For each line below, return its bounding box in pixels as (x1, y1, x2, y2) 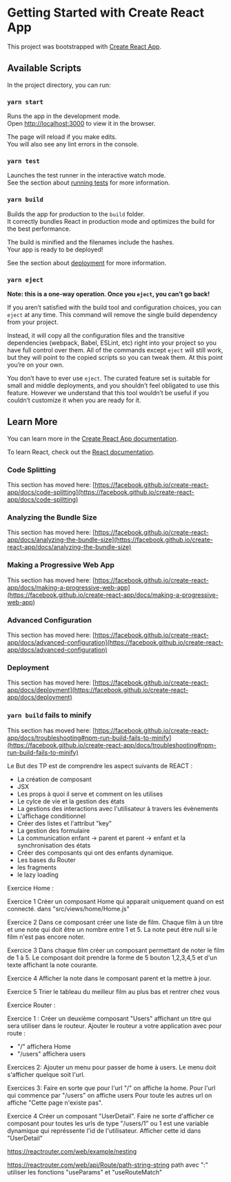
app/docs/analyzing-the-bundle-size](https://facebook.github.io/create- (7, 535, 214, 544)
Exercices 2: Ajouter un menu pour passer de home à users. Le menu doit (7, 1062, 217, 1071)
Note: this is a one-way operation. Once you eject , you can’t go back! (7, 289, 210, 298)
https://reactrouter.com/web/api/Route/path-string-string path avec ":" (7, 1161, 209, 1169)
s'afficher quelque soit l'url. (7, 1070, 86, 1078)
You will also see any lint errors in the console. (7, 140, 139, 149)
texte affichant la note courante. (7, 960, 98, 969)
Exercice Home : (7, 884, 54, 892)
